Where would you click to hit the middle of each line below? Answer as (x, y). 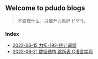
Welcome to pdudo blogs (45, 8)
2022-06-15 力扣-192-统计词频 (44, 45)
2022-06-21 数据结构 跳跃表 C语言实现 (53, 52)
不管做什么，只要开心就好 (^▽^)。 (53, 21)
